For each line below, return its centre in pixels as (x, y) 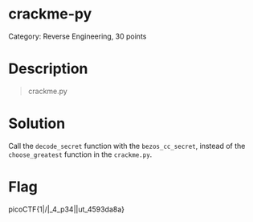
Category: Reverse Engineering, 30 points (78, 36)
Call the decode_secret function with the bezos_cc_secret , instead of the (127, 146)
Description (48, 69)
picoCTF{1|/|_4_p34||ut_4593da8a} (67, 209)
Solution (37, 123)
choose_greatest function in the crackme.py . (80, 154)
